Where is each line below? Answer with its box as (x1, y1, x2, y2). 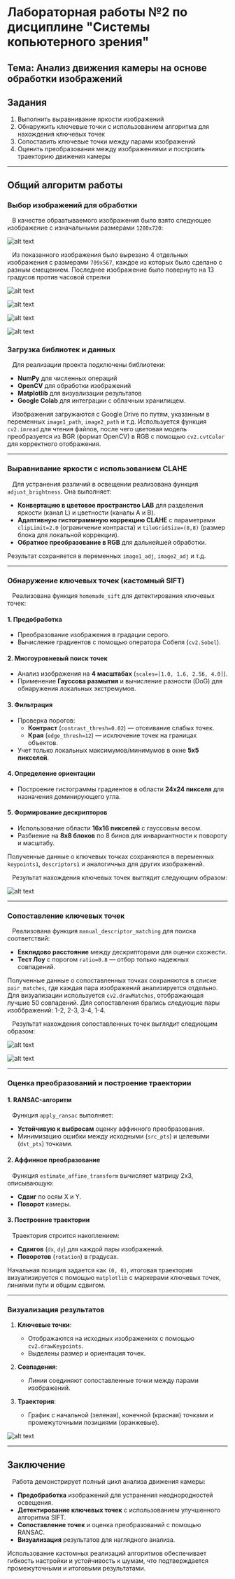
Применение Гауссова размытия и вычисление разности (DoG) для (17, 677, 222, 686)
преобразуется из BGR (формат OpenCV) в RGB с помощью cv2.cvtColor (7, 432, 225, 441)
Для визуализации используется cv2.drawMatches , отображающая (7, 992, 204, 1000)
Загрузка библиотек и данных (7, 345, 116, 354)
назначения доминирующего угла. (17, 792, 121, 800)
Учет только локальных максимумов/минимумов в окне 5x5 (17, 746, 199, 754)
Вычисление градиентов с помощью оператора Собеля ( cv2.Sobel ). (17, 638, 222, 646)
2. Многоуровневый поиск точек (7, 654, 108, 662)
